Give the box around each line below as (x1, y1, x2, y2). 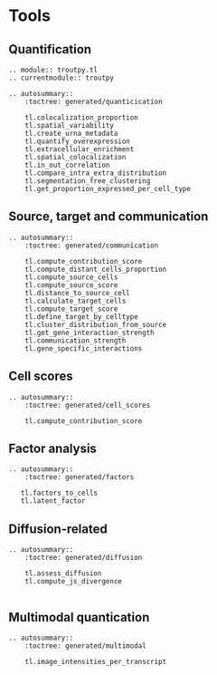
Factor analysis (8, 441, 97, 457)
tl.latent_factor (20, 497, 87, 506)
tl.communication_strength (24, 336, 127, 345)
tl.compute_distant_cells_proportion (24, 265, 167, 274)
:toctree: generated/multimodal (24, 641, 146, 651)
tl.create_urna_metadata (24, 129, 118, 138)
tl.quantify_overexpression (24, 137, 130, 146)
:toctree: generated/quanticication (24, 97, 164, 106)
